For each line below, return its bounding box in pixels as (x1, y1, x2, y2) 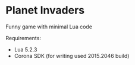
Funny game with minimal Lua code (5, 23, 93, 30)
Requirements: (5, 34, 41, 41)
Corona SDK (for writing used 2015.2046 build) (14, 52, 130, 59)
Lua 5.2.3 (14, 45, 37, 53)
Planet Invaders (5, 4, 84, 17)
